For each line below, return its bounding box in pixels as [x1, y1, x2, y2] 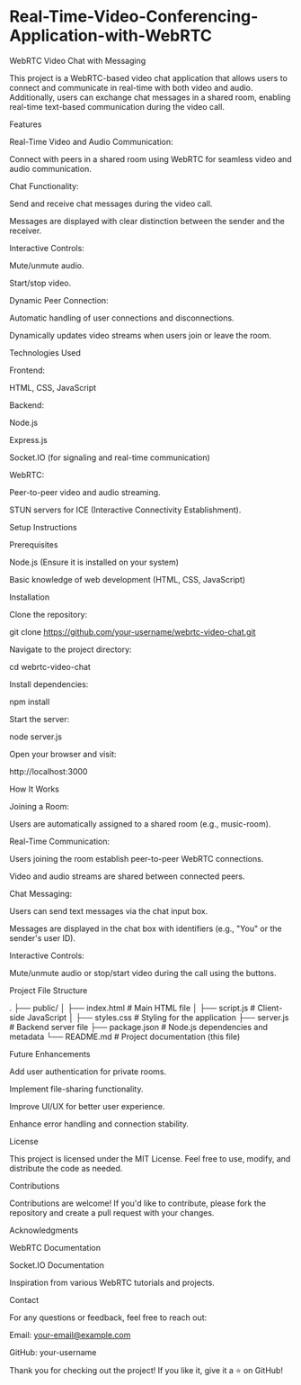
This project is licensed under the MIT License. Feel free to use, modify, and [9, 1153, 291, 1163]
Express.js [9, 434, 48, 445]
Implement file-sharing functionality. [9, 1083, 144, 1094]
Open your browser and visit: [9, 748, 117, 759]
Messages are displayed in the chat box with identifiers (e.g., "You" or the [9, 923, 282, 934]
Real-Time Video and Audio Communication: [9, 136, 173, 147]
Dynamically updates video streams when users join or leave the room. [9, 330, 272, 340]
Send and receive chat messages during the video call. [9, 198, 213, 209]
